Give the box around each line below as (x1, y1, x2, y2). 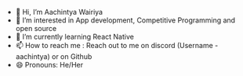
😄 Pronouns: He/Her (15, 60, 84, 69)
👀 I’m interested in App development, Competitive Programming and (15, 16, 236, 25)
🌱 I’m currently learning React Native (15, 32, 135, 41)
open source (15, 24, 57, 33)
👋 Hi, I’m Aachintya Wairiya (15, 8, 103, 16)
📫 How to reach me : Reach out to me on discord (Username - (15, 41, 219, 50)
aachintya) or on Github (15, 52, 92, 61)
